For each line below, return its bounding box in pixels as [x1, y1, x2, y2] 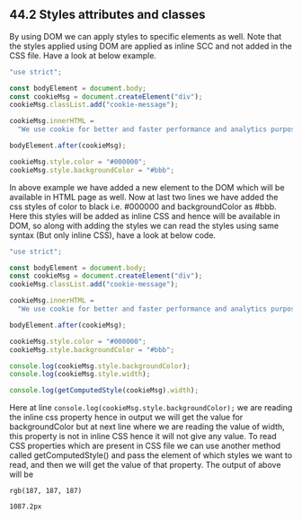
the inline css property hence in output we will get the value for [9, 412, 244, 423]
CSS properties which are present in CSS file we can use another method [9, 440, 281, 452]
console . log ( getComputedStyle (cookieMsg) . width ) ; [9, 386, 200, 395]
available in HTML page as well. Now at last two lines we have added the [9, 191, 279, 202]
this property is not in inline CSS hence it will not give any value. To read [9, 431, 277, 442]
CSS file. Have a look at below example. [9, 49, 157, 61]
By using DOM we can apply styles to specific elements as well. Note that [9, 31, 282, 41]
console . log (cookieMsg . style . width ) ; [9, 370, 151, 379]
